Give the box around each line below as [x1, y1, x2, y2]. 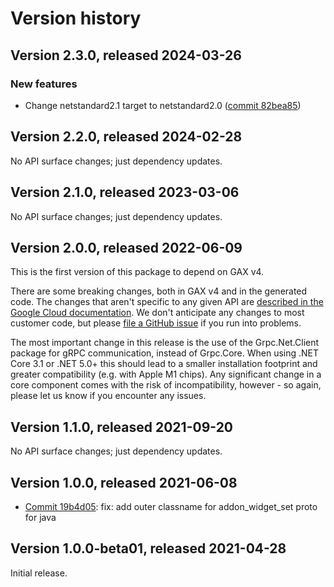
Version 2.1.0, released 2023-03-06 [10, 184, 240, 201]
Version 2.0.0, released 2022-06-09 [10, 239, 243, 256]
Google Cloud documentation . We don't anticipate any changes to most [10, 307, 305, 319]
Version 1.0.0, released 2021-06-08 [10, 474, 238, 491]
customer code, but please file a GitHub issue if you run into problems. [10, 317, 302, 329]
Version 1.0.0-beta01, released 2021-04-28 [10, 540, 287, 557]
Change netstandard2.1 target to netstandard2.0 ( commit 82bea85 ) [24, 99, 302, 111]
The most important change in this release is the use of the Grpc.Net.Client [10, 337, 320, 349]
